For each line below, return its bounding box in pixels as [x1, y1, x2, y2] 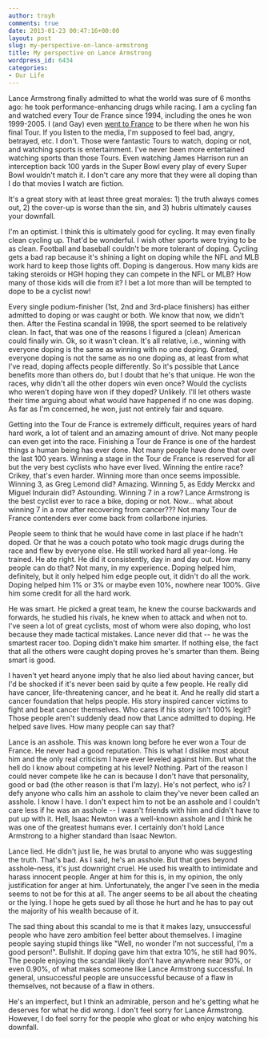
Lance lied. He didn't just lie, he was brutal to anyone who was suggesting [8, 846, 254, 856]
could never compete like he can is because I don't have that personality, [8, 771, 250, 781]
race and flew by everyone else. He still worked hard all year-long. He [8, 546, 238, 555]
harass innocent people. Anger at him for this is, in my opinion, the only [8, 871, 243, 882]
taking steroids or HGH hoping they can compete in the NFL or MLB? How [8, 269, 252, 279]
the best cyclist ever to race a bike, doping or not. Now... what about [8, 496, 234, 506]
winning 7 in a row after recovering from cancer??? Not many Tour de [8, 504, 238, 514]
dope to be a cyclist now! [8, 286, 91, 296]
